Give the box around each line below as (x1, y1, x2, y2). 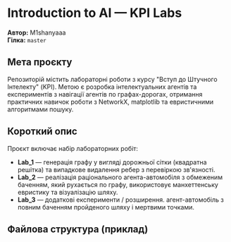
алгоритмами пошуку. (7, 104, 74, 114)
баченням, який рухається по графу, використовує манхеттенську (17, 180, 218, 188)
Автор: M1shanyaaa (7, 28, 66, 37)
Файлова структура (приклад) (7, 223, 149, 235)
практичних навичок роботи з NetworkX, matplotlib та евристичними (7, 97, 214, 106)
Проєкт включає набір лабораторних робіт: (7, 144, 139, 152)
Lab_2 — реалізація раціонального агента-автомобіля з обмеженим (17, 173, 223, 181)
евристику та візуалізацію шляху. (17, 188, 118, 196)
